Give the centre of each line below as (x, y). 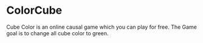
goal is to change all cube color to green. (57, 33)
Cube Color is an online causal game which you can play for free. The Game (102, 27)
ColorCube (34, 10)
